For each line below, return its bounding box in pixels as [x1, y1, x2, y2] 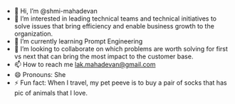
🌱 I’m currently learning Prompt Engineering [14, 37, 143, 46]
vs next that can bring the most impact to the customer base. [14, 52, 194, 61]
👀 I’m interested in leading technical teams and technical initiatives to [14, 14, 217, 23]
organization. [14, 29, 53, 38]
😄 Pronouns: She [14, 71, 66, 78]
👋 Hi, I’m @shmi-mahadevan [14, 7, 98, 15]
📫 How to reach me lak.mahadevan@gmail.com [14, 61, 156, 68]
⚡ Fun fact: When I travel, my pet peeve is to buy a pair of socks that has [14, 78, 227, 87]
